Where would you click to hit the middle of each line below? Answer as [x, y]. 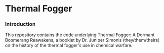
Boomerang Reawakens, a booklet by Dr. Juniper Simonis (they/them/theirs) [82, 40]
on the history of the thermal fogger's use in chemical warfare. [69, 46]
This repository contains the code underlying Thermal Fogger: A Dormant [80, 35]
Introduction [20, 24]
